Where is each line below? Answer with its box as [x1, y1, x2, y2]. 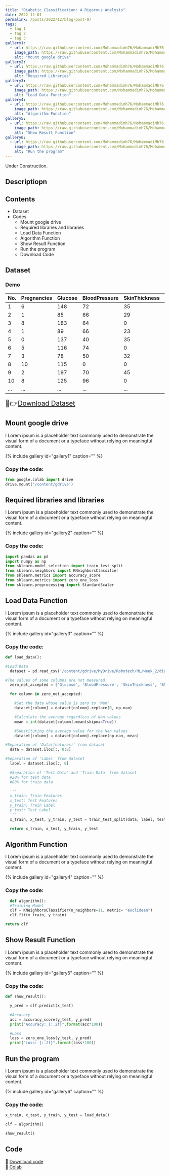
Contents [5, 195, 35, 203]
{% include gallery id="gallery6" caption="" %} [5, 1089, 104, 1094]
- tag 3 [10, 36, 26, 41]
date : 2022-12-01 [5, 12, 42, 17]
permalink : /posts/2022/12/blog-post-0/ [5, 17, 92, 22]
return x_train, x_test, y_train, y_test [10, 826, 99, 831]
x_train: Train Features [10, 793, 62, 799]
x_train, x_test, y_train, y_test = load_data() [5, 1113, 110, 1118]
